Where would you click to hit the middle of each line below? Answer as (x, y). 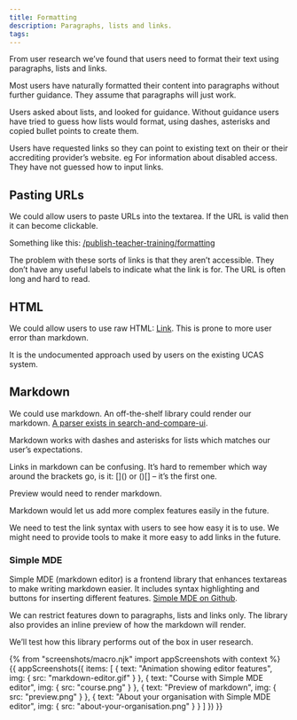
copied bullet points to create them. (74, 131)
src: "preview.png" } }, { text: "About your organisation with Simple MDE (140, 697)
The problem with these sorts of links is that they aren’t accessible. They (142, 260)
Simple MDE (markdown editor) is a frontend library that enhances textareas (148, 579)
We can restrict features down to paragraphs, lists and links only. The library (148, 615)
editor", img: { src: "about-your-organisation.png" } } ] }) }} (116, 707)
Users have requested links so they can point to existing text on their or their (148, 148)
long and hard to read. (50, 279)
